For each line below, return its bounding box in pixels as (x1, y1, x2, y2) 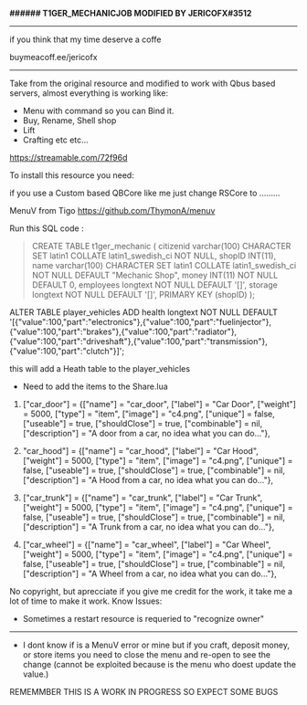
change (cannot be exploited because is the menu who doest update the (22, 659, 297, 669)
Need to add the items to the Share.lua (22, 381, 169, 392)
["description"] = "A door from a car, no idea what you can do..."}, (22, 428, 271, 438)
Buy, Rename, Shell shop (22, 115, 117, 126)
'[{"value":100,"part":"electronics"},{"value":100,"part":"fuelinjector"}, (9, 317, 272, 327)
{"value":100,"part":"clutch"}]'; (9, 346, 125, 356)
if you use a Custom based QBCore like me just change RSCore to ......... (9, 187, 281, 198)
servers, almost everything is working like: (9, 88, 169, 99)
